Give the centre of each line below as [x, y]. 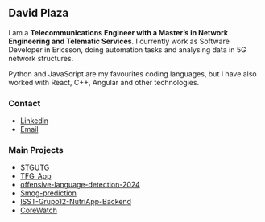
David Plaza [39, 13]
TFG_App [35, 176]
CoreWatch [39, 210]
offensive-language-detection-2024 [80, 185]
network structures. [41, 58]
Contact [25, 103]
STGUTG [35, 167]
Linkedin [34, 121]
